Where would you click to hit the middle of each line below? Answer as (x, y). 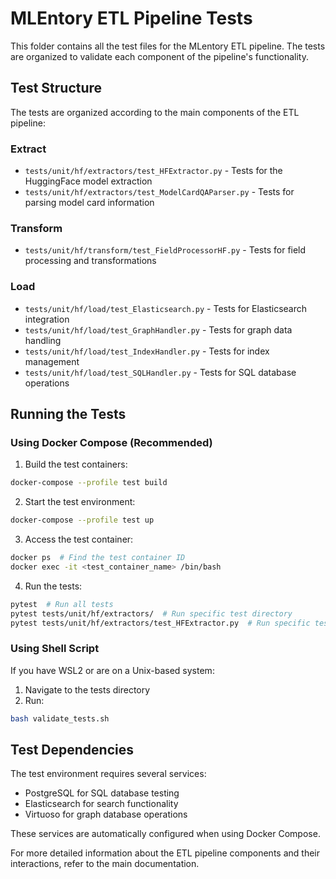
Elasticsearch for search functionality (101, 804)
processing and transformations (90, 261)
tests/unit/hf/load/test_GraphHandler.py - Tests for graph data (158, 329)
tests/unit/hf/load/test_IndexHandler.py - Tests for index (147, 351)
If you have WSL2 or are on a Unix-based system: (112, 670)
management (52, 361)
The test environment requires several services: (108, 774)
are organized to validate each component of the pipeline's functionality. (160, 56)
